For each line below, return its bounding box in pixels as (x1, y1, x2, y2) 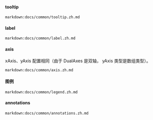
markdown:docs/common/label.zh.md (5, 36, 76, 41)
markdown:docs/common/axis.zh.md (5, 68, 74, 72)
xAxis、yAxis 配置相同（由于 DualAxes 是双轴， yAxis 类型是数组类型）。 (5, 58, 151, 64)
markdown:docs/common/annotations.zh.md (5, 111, 89, 116)
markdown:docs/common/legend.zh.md (5, 90, 78, 95)
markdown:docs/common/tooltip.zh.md (5, 15, 80, 20)
